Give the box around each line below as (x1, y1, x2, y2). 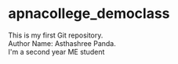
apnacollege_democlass (8, 5, 170, 23)
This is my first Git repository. (8, 30, 104, 40)
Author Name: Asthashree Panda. (8, 38, 116, 48)
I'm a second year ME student (8, 47, 105, 56)
